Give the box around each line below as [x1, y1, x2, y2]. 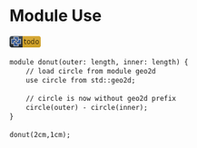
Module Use [9, 5, 103, 26]
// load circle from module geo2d [25, 66, 156, 75]
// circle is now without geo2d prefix [25, 94, 177, 103]
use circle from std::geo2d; [25, 75, 136, 84]
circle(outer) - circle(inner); [25, 103, 148, 112]
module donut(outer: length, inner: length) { [9, 57, 189, 66]
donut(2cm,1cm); [9, 130, 71, 139]
